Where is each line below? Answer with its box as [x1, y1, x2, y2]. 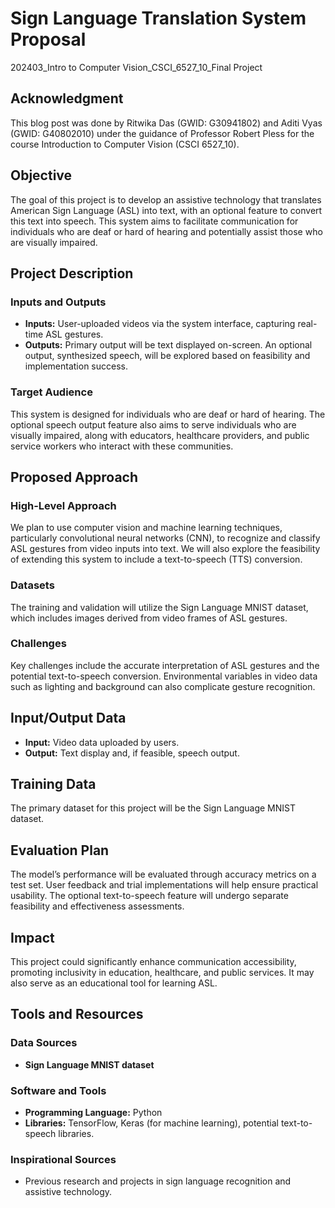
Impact [10, 929, 55, 946]
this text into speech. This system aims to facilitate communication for [10, 215, 299, 227]
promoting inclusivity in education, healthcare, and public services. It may [10, 967, 315, 979]
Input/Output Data [10, 710, 127, 727]
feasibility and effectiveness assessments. [10, 900, 185, 912]
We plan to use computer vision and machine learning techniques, [10, 522, 283, 534]
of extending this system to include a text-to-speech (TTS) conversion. [10, 553, 303, 566]
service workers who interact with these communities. [10, 440, 234, 452]
